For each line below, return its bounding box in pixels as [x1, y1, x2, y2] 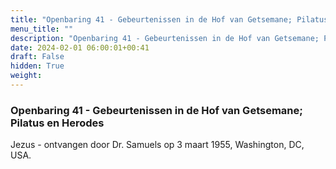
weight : [10, 71, 43, 81]
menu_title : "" [10, 24, 74, 34]
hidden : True [10, 61, 65, 71]
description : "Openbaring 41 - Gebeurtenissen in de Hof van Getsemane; [10, 33, 320, 43]
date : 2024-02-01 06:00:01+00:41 [10, 42, 150, 53]
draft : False [10, 52, 65, 62]
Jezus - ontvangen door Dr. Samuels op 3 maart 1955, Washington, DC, [10, 139, 305, 151]
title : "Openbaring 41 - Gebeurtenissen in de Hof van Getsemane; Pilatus [10, 14, 329, 25]
